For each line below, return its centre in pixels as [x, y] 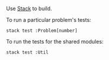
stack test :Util [27, 52]
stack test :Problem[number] [42, 31]
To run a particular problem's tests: [49, 20]
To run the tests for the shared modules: [55, 41]
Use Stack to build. [29, 9]
